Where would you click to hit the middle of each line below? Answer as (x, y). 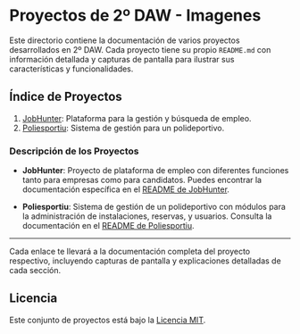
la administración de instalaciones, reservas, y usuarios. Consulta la (147, 216)
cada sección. (35, 271)
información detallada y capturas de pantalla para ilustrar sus (122, 59)
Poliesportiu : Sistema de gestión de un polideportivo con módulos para (154, 207)
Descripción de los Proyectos (74, 151)
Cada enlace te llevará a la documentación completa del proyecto (130, 252)
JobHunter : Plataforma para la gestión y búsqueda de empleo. (137, 118)
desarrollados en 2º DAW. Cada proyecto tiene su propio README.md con (140, 49)
